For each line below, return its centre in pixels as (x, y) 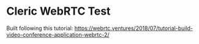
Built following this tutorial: (40, 28)
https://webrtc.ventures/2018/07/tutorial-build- (134, 28)
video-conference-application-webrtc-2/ (58, 34)
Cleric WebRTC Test (58, 11)
